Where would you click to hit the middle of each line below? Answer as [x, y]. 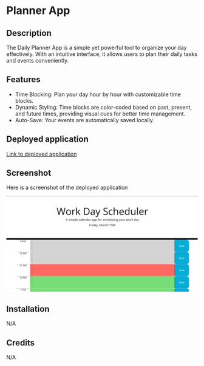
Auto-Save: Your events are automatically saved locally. [85, 120]
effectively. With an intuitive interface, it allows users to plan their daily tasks [102, 54]
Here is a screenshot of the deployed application [67, 188]
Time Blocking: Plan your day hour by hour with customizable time [98, 94]
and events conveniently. [37, 60]
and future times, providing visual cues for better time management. [100, 114]
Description [29, 33]
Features [23, 80]
